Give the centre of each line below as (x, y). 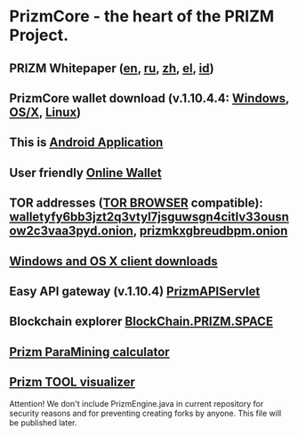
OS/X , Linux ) (45, 112)
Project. (39, 35)
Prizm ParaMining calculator (90, 352)
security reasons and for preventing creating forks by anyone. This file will (145, 413)
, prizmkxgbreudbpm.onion (210, 231)
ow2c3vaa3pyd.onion (71, 231)
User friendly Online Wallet (85, 172)
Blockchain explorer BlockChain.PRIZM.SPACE (141, 322)
